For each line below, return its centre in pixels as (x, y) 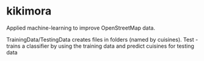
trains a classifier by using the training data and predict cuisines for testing (100, 46)
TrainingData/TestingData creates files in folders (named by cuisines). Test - (102, 39)
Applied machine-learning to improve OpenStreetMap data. (81, 28)
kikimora (29, 11)
